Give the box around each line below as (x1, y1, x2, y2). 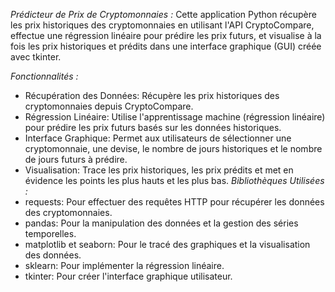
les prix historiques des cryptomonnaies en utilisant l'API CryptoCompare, (10, 19, 315, 31)
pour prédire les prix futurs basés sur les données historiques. (24, 122, 282, 133)
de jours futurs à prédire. (24, 154, 128, 165)
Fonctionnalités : (10, 70, 79, 82)
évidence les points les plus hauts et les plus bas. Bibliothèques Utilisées (24, 175, 325, 186)
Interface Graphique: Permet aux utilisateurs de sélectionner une (24, 132, 292, 144)
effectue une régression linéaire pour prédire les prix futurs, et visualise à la (10, 30, 322, 41)
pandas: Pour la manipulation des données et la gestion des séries (24, 217, 299, 229)
